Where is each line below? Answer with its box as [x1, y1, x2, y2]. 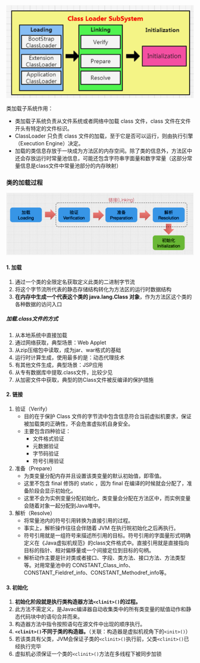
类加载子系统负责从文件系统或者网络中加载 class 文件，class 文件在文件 [14, 117, 191, 124]
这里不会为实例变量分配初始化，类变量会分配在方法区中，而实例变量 [23, 494, 191, 502]
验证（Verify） [14, 405, 51, 413]
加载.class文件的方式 [6, 315, 58, 322]
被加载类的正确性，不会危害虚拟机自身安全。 [23, 420, 134, 428]
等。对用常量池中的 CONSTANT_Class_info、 [23, 562, 134, 569]
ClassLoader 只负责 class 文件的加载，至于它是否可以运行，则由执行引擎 [14, 132, 193, 139]
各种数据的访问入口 [14, 300, 62, 307]
